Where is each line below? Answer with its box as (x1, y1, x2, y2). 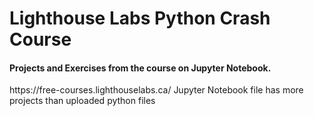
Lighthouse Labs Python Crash (9, 7, 271, 30)
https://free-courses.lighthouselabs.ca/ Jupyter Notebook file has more (9, 84, 304, 96)
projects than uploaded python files (9, 95, 156, 107)
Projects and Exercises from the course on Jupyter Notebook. (9, 62, 272, 74)
